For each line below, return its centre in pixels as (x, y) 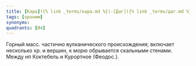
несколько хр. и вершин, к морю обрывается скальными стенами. (89, 51)
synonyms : (18, 22)
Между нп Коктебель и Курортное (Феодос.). (63, 57)
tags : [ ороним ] (24, 17)
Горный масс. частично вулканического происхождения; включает (90, 44)
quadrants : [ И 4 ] (26, 28)
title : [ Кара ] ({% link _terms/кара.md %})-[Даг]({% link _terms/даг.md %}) (100, 11)
